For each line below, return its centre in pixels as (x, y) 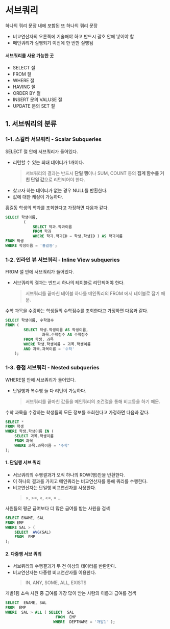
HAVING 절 (24, 87)
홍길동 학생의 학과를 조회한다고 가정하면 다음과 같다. (57, 208)
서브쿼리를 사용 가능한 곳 (30, 55)
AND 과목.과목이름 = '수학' (49, 349)
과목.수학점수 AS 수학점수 (65, 335)
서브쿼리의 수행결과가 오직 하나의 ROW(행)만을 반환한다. (69, 474)
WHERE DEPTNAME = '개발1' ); (84, 622)
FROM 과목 (24, 441)
